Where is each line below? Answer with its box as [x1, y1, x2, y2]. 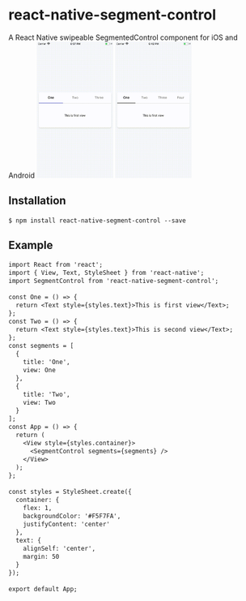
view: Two [23, 399, 57, 407]
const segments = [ [8, 342, 74, 350]
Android [8, 170, 35, 180]
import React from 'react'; [8, 261, 104, 269]
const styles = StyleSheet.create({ [8, 488, 132, 496]
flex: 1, [23, 504, 53, 513]
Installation [8, 194, 66, 208]
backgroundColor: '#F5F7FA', [23, 513, 121, 521]
